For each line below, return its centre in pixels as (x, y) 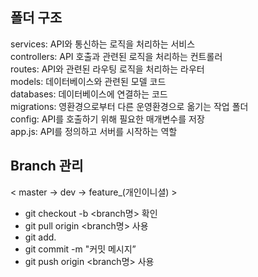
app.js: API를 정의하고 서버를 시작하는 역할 (94, 131)
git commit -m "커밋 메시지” (80, 249)
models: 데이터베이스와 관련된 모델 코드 (88, 81)
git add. (40, 237)
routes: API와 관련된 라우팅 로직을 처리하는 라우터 (107, 69)
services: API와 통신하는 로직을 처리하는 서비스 (103, 44)
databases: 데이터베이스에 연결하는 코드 (89, 94)
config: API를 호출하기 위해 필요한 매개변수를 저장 (107, 119)
